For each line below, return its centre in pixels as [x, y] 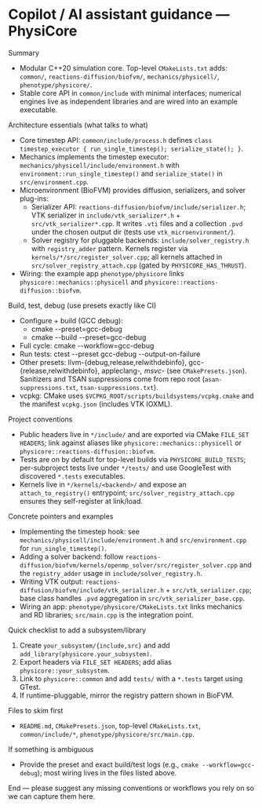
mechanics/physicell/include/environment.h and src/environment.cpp [133, 540]
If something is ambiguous [51, 749]
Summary [24, 53]
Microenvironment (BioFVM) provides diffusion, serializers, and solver [133, 190]
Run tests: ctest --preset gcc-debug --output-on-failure [110, 354]
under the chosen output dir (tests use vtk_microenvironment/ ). [133, 231]
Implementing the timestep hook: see [79, 531]
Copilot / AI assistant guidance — [119, 15]
